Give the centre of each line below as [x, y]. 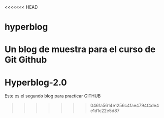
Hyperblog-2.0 [36, 82]
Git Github [26, 60]
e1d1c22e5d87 [105, 111]
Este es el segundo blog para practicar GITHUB [53, 96]
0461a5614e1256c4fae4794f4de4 [125, 106]
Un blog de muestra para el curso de [80, 49]
